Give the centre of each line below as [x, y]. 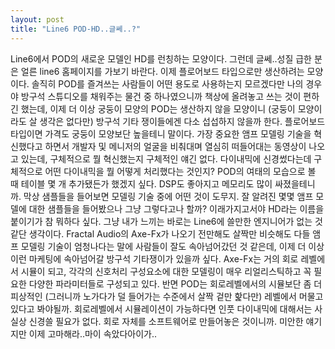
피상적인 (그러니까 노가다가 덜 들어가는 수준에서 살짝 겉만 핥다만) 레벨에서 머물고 [167, 296]
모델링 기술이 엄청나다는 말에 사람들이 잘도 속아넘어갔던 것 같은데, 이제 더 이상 [172, 246]
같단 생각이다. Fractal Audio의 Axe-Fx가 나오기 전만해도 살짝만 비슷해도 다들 [160, 233]
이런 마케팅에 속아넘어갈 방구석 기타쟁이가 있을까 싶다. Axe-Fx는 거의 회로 [154, 258]
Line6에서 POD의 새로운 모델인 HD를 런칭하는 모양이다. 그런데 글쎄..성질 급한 [161, 58]
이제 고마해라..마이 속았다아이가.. [93, 333]
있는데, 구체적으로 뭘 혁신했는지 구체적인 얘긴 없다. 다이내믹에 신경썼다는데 [166, 158]
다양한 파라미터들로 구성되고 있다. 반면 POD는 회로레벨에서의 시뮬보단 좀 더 [175, 283]
